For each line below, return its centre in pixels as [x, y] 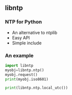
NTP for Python [23, 22]
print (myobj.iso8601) [27, 79]
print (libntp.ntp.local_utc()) [36, 88]
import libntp [19, 65]
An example [19, 56]
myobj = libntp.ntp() [25, 70]
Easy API [21, 38]
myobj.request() [21, 75]
